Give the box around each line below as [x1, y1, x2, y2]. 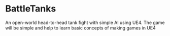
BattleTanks [5, 3, 56, 14]
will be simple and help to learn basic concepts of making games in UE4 [5, 24, 156, 30]
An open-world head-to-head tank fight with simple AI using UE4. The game [5, 19, 165, 25]
